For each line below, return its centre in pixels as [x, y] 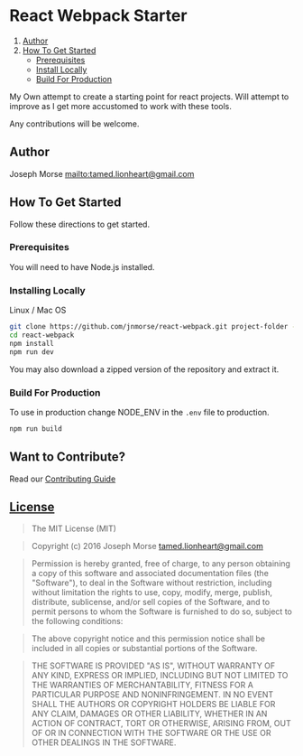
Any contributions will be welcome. [74, 124]
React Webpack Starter [98, 16]
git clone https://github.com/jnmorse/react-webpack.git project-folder [149, 327]
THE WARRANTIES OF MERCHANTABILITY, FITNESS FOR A [142, 685]
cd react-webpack [42, 335]
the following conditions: [77, 621]
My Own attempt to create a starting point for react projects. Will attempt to [149, 97]
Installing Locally [47, 290]
